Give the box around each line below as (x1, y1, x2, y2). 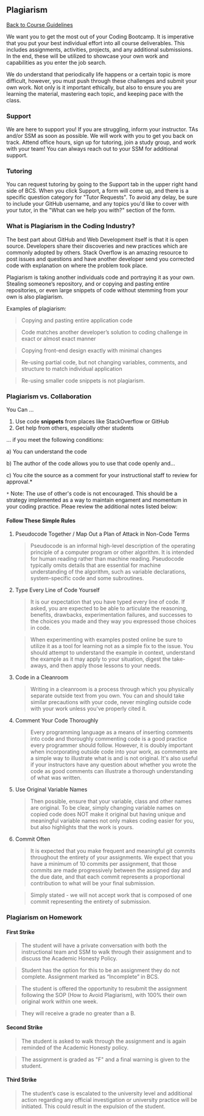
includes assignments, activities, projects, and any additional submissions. (6, 46, 193, 53)
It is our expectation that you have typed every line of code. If (30, 598, 185, 606)
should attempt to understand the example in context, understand (30, 649, 195, 657)
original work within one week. (21, 998, 99, 1006)
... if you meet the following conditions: (6, 436, 104, 443)
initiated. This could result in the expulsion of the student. (21, 1103, 166, 1110)
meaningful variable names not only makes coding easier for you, (30, 817, 195, 824)
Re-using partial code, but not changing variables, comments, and (21, 358, 188, 365)
